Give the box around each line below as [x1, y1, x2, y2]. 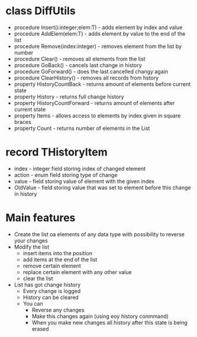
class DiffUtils [5, 4, 76, 18]
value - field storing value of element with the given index [14, 177, 155, 185]
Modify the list [14, 243, 50, 250]
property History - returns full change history [14, 93, 125, 100]
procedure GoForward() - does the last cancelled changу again [14, 68, 168, 75]
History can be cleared [22, 294, 79, 301]
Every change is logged [22, 287, 81, 294]
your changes [14, 237, 48, 244]
